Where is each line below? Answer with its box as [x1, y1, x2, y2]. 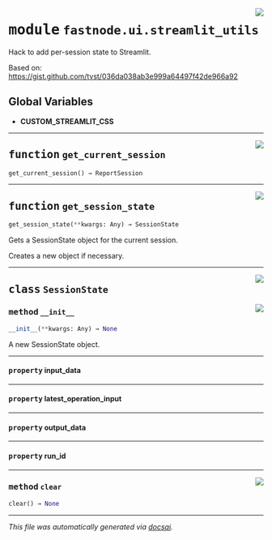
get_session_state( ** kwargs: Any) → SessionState [8, 221, 180, 229]
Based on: [8, 62, 42, 72]
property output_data [8, 422, 87, 432]
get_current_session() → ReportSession [8, 169, 143, 178]
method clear [8, 482, 62, 492]
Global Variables [8, 95, 93, 109]
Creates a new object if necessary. [8, 251, 125, 261]
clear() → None [8, 499, 60, 508]
